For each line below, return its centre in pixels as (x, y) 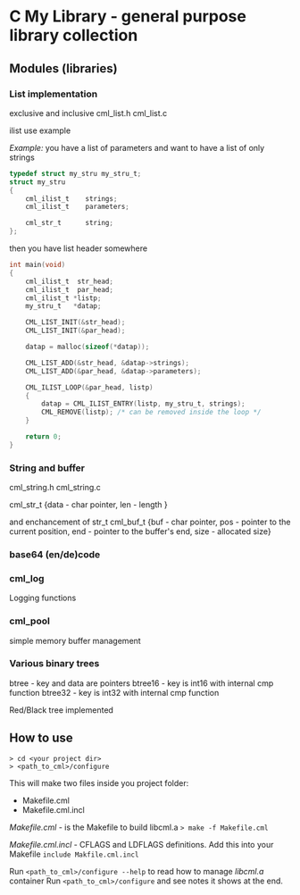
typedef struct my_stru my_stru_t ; (75, 173)
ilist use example (40, 130)
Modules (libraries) (63, 68)
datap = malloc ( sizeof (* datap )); (87, 347)
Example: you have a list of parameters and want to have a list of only (137, 147)
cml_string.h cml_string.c (55, 488)
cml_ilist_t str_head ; (70, 281)
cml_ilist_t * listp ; (63, 298)
